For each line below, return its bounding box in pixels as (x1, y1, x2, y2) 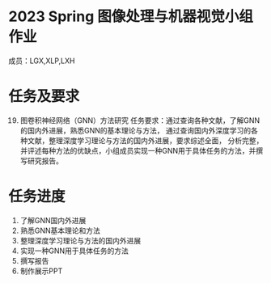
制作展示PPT (19, 266, 63, 276)
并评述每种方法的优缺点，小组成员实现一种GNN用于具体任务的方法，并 (19, 146, 256, 155)
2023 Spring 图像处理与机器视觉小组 (8, 7, 253, 26)
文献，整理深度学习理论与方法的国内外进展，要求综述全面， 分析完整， (27, 135, 264, 146)
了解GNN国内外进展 (19, 215, 87, 225)
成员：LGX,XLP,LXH (8, 56, 75, 65)
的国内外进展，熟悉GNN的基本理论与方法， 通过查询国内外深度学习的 (19, 125, 252, 135)
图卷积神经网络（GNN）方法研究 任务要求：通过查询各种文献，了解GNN (19, 115, 260, 125)
